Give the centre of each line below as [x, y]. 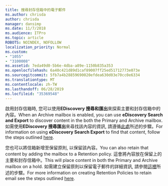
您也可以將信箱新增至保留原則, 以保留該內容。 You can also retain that [77, 148]
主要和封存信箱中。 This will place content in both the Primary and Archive [81, 160]
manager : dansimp [23, 24]
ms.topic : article [24, 38]
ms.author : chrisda [26, 15]
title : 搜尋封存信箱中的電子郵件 [36, 10]
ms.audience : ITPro [26, 33]
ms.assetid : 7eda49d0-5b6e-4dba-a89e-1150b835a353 [59, 66]
